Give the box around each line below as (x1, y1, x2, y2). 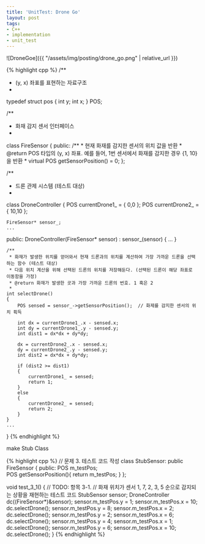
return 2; (28, 406, 53, 412)
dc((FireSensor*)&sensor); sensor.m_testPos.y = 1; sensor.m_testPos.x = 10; (6, 498, 198, 505)
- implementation (6, 32, 51, 38)
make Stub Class (6, 445, 49, 452)
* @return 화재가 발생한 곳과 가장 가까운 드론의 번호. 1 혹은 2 (9, 280, 154, 286)
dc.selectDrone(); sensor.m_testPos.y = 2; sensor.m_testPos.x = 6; (6, 511, 174, 518)
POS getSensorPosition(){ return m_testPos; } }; (6, 471, 127, 478)
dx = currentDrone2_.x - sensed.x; (17, 341, 108, 348)
